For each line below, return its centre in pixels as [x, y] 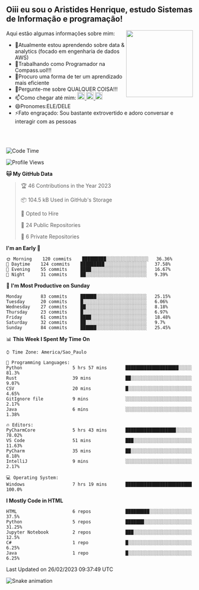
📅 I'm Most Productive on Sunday [48, 285]
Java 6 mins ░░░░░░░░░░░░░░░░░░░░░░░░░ [99, 409]
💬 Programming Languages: [38, 362]
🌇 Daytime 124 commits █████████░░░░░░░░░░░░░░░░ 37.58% [88, 264]
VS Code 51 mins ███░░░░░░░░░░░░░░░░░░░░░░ [99, 440]
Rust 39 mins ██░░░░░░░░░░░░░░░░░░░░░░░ [99, 378]
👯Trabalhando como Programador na [60, 64]
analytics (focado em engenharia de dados [67, 51]
